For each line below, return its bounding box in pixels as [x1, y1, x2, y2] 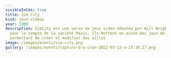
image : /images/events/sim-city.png [5, 40, 83, 45]
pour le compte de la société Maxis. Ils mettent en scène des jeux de [10, 31, 165, 36]
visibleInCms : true [5, 7, 47, 13]
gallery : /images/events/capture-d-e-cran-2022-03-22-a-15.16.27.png [5, 45, 156, 50]
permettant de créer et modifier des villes [10, 36, 106, 41]
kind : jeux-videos [5, 17, 44, 22]
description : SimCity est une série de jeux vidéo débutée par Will [5, 26, 154, 31]
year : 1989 [5, 21, 28, 27]
